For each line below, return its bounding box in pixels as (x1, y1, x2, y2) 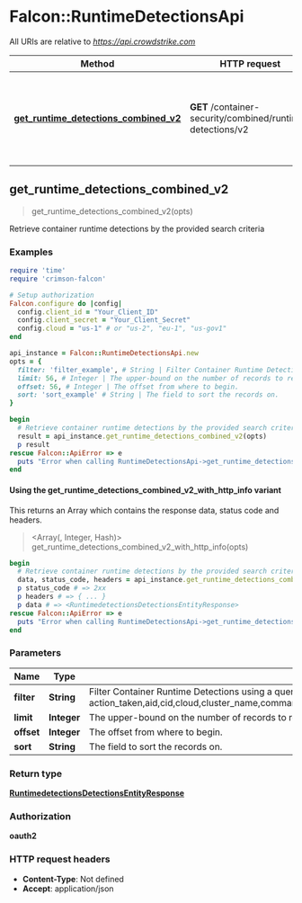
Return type (9, 767, 63, 780)
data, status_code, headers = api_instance (17, 576, 182, 585)
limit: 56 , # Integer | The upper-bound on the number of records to (17, 373, 283, 383)
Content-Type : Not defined (22, 873, 124, 884)
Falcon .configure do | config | (9, 299, 123, 308)
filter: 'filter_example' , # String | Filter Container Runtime (17, 365, 263, 374)
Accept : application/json (22, 883, 114, 894)
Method (80, 57, 115, 69)
